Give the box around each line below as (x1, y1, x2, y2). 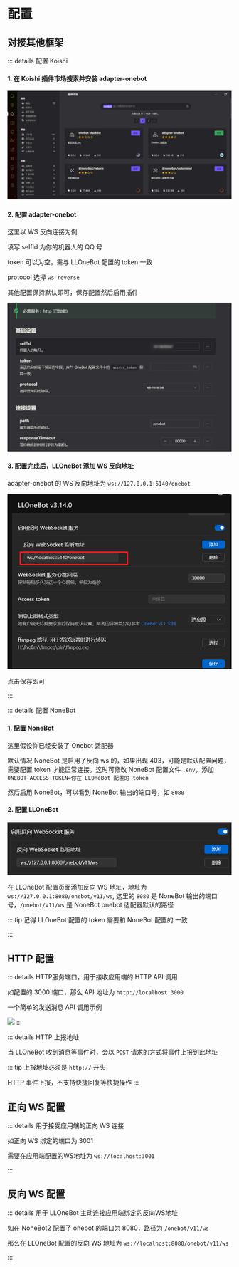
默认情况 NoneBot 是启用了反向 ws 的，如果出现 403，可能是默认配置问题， (7, 756, 230, 765)
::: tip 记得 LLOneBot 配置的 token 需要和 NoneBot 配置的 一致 (7, 916, 188, 924)
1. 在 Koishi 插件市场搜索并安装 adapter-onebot (7, 74, 147, 83)
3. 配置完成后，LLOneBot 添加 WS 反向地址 (7, 462, 134, 470)
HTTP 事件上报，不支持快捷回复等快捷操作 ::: (7, 1078, 139, 1087)
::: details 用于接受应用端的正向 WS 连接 (7, 1121, 124, 1130)
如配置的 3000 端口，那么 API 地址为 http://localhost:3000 (7, 988, 184, 996)
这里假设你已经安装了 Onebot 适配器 (7, 741, 114, 749)
